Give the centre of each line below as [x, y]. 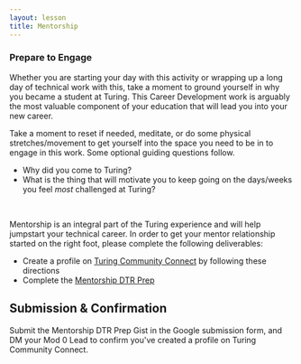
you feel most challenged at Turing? [89, 189]
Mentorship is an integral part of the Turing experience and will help [135, 224]
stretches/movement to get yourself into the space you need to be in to [141, 143]
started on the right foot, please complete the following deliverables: [136, 243]
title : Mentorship [44, 26]
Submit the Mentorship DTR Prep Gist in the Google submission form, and [146, 330]
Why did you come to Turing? [77, 170]
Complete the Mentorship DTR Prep [88, 280]
